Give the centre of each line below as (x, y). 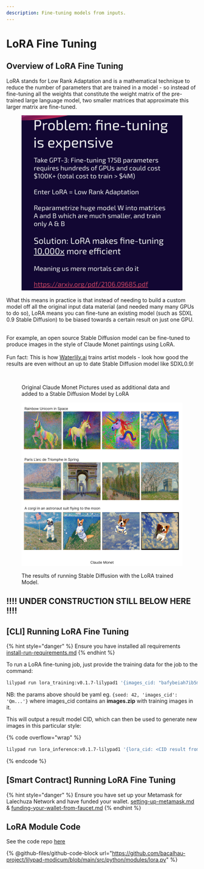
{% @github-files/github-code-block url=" (59, 853)
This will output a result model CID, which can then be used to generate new (102, 719)
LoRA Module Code (43, 827)
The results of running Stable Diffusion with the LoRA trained (97, 575)
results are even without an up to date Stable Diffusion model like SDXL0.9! (100, 364)
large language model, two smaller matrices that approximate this (107, 100)
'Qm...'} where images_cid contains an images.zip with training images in (100, 701)
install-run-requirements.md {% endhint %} (61, 653)
